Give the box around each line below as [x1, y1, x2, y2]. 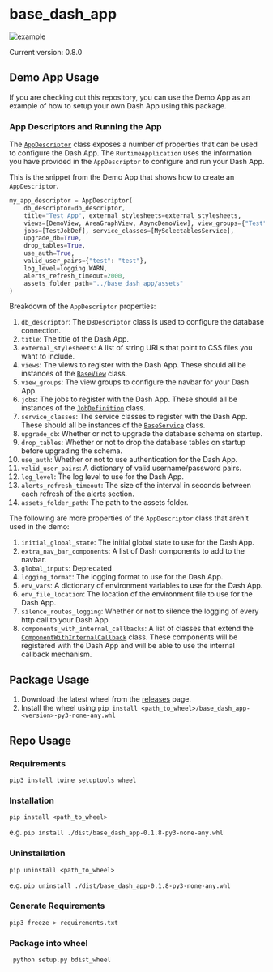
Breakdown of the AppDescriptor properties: [9, 301, 156, 312]
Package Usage [9, 673, 90, 686]
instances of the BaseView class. [20, 369, 128, 379]
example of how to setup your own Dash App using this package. [9, 100, 227, 110]
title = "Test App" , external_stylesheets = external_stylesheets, [23, 211, 242, 219]
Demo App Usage [9, 70, 100, 85]
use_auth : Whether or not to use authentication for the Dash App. [20, 455, 238, 465]
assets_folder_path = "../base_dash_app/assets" [23, 279, 184, 287]
